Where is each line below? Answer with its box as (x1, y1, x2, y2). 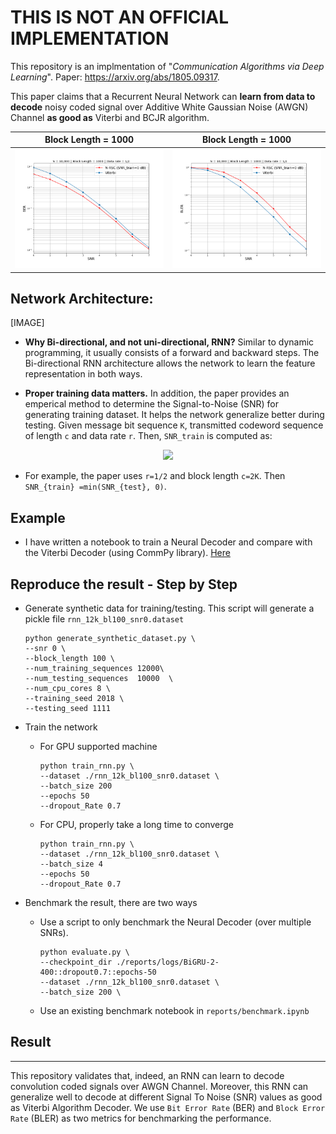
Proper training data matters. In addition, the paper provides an (24, 387, 290, 400)
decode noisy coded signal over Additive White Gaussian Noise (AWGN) (10, 101, 309, 113)
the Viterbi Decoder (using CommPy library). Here (24, 547, 231, 559)
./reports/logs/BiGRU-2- (116, 957, 220, 968)
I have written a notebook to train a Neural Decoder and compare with (24, 536, 313, 548)
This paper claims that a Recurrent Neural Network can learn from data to (10, 90, 316, 102)
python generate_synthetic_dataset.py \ (24, 634, 196, 644)
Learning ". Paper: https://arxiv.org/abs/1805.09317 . (10, 71, 220, 83)
